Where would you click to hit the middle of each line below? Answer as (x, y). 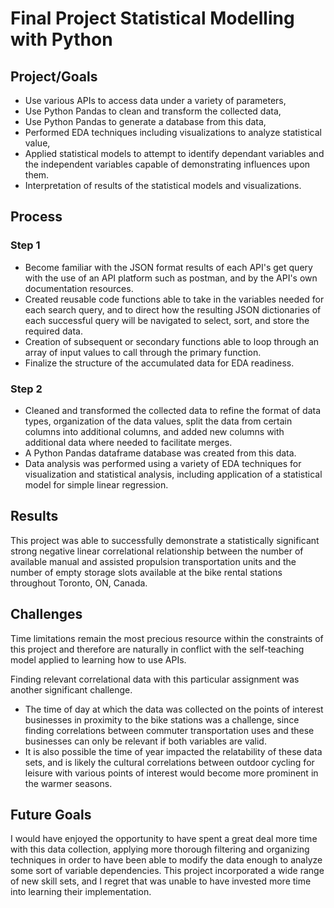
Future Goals (51, 815)
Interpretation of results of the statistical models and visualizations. (163, 185)
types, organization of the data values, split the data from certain (158, 421)
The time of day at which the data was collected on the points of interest (174, 709)
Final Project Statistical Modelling (152, 18)
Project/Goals (54, 76)
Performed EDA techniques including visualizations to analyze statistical (173, 132)
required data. (53, 331)
